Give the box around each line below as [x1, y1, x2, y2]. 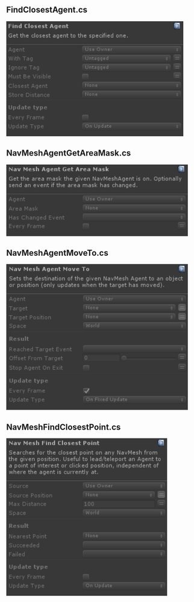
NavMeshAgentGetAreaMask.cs [6, 148, 131, 159]
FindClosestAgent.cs [6, 5, 88, 15]
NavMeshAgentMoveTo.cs [6, 248, 108, 258]
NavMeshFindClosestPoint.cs [6, 422, 121, 432]
